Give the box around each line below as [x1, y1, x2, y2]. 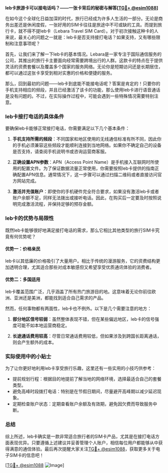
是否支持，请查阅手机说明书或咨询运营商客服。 [12, 149, 109, 155]
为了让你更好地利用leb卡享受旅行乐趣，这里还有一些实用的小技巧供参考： [5, 365, 156, 371]
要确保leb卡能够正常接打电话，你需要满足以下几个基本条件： [5, 125, 130, 132]
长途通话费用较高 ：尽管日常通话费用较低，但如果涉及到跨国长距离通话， [12, 333, 161, 339]
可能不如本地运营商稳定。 [16, 322, 70, 328]
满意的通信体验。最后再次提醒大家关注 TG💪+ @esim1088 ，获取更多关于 [9, 445, 156, 452]
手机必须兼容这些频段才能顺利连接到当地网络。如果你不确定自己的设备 [16, 142, 161, 148]
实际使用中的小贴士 [5, 353, 51, 360]
